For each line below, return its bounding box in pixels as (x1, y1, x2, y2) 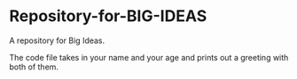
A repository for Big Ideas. (9, 35, 106, 46)
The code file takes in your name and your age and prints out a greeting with (9, 52, 289, 62)
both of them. (9, 61, 59, 72)
